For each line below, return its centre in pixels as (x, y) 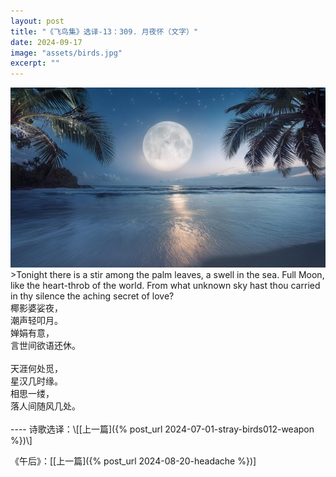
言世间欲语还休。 (45, 345)
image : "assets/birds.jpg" (66, 53)
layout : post (37, 21)
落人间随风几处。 (45, 406)
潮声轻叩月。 (36, 320)
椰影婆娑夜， (36, 307)
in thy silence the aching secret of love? (92, 296)
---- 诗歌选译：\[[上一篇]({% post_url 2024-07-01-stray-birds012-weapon (162, 429)
